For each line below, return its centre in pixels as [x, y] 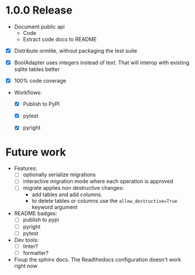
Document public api [39, 27]
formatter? [35, 253]
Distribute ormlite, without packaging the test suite [75, 50]
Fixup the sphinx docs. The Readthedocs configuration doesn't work [97, 259]
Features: [26, 169]
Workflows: [28, 93]
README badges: [35, 213]
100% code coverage [40, 81]
